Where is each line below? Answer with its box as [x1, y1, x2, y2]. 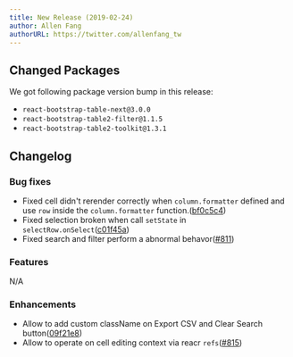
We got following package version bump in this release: [9, 87, 213, 97]
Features [9, 255, 49, 268]
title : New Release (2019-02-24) [9, 12, 134, 22]
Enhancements [9, 298, 77, 311]
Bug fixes [9, 175, 52, 187]
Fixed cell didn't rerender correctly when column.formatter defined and [21, 195, 285, 206]
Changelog [9, 148, 72, 163]
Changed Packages [9, 62, 121, 78]
